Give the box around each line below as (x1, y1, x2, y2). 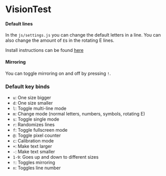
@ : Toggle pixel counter (12, 132, 61, 138)
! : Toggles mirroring (12, 159, 55, 165)
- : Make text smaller (12, 149, 55, 155)
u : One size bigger (12, 94, 51, 100)
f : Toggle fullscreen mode (12, 127, 68, 133)
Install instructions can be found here (5, 47, 84, 53)
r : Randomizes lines (12, 121, 55, 128)
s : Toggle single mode (12, 116, 60, 122)
